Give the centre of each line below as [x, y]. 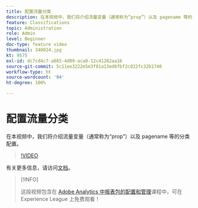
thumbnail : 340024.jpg [34, 50]
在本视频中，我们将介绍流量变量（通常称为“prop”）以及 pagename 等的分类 [98, 136]
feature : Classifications [38, 22]
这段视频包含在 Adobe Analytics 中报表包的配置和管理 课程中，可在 [101, 192]
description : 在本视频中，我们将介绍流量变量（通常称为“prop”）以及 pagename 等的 [99, 17]
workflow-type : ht [29, 72]
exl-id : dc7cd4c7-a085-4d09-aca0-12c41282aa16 [64, 61]
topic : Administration [34, 28]
